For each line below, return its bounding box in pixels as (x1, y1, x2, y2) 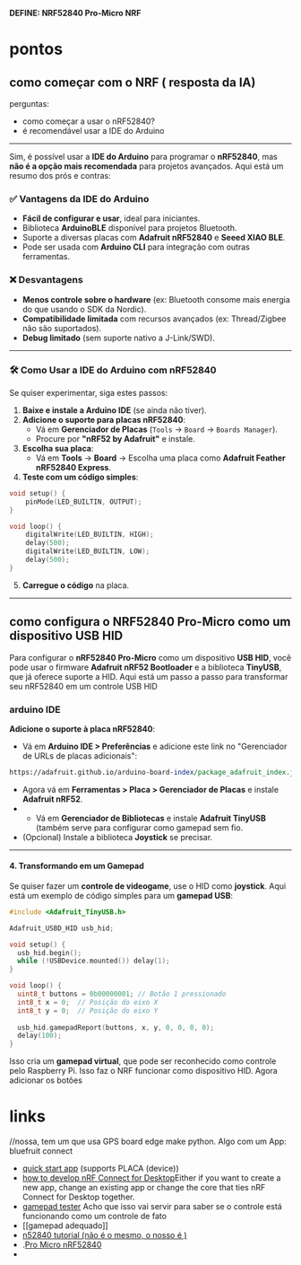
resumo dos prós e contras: (9, 171, 111, 180)
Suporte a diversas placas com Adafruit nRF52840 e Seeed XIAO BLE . (21, 233, 286, 243)
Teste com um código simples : (21, 471, 139, 482)
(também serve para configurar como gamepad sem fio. (35, 821, 244, 833)
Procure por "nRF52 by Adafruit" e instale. (35, 433, 195, 444)
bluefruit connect (9, 1146, 73, 1156)
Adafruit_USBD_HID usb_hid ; (9, 924, 115, 933)
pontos (9, 40, 64, 59)
